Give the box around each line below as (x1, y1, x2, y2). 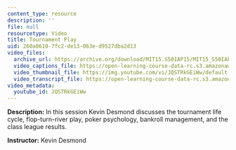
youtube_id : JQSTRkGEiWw (13, 88, 86, 95)
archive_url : (13, 56, 52, 63)
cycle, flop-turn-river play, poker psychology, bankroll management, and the (7, 115, 228, 123)
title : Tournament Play (7, 36, 77, 43)
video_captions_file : (13, 62, 77, 69)
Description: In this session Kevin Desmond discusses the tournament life (7, 108, 222, 116)
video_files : (7, 50, 46, 57)
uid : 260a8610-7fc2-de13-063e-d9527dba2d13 (7, 43, 137, 50)
